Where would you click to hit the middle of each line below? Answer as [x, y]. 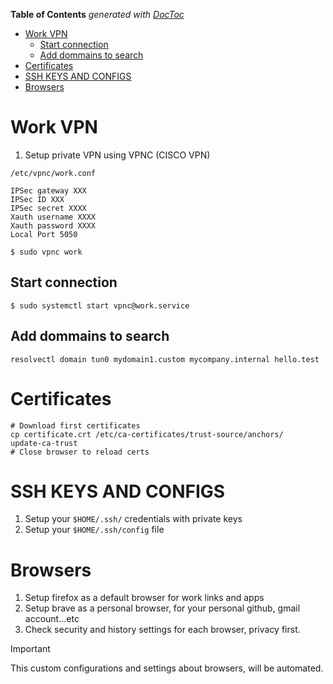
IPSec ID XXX [37, 199]
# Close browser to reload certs [80, 452]
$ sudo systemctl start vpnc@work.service [100, 305]
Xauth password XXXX [53, 225]
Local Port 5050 [44, 234]
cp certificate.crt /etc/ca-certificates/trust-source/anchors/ [147, 434]
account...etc [52, 619]
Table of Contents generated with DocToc [97, 14]
